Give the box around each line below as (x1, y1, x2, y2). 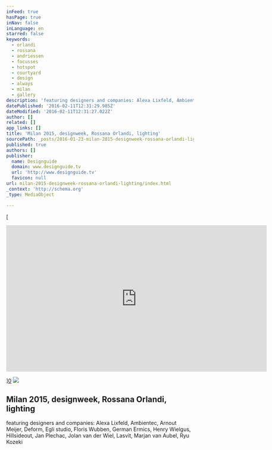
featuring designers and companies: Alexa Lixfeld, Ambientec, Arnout (6, 420, 177, 427)
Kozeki (6, 439, 23, 446)
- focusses (11, 58, 39, 64)
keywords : (6, 36, 31, 42)
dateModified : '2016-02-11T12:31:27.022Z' (6, 108, 113, 114)
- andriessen (11, 53, 44, 59)
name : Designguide (11, 159, 58, 165)
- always (11, 81, 33, 87)
